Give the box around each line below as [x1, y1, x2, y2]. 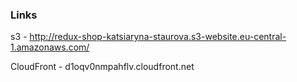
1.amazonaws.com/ [10, 41, 90, 53]
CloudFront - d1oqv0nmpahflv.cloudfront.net [10, 61, 195, 73]
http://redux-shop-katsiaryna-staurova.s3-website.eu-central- [29, 31, 287, 43]
